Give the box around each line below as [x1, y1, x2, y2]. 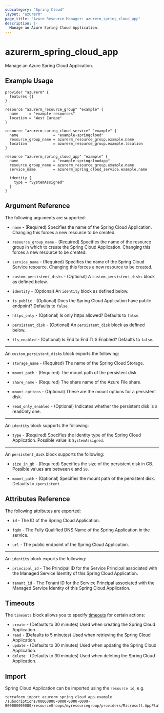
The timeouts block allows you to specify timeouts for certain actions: [5, 612, 145, 618]
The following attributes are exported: [5, 508, 81, 514]
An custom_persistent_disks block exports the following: [5, 351, 119, 356]
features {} [9, 94, 34, 99]
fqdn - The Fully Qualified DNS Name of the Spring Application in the [12, 527, 150, 533]
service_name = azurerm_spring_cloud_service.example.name [9, 167, 147, 172]
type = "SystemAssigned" [14, 180, 64, 185]
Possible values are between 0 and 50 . [12, 466, 89, 472]
